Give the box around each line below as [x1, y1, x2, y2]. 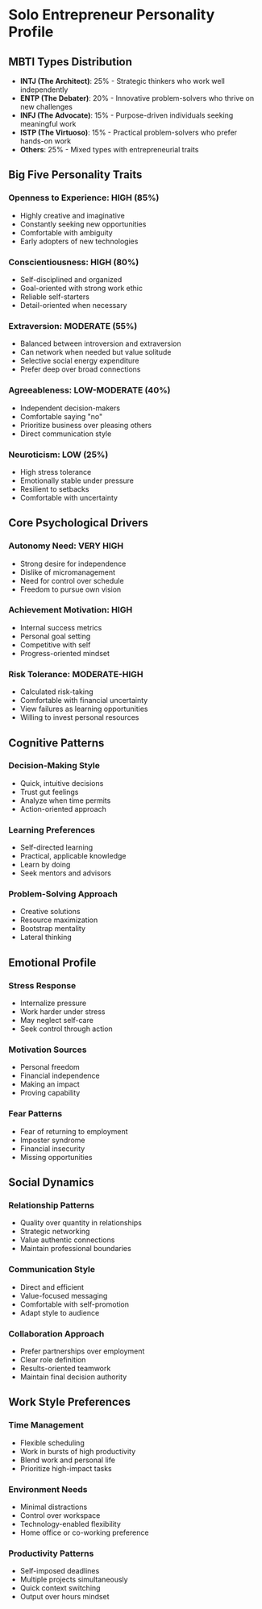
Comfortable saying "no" [19, 411, 103, 421]
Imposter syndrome [19, 1135, 85, 1145]
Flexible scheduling [19, 1437, 85, 1448]
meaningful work [19, 119, 77, 128]
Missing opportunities [19, 1152, 93, 1162]
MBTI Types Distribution [8, 55, 133, 69]
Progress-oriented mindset [19, 648, 110, 658]
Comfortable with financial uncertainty [19, 696, 148, 705]
